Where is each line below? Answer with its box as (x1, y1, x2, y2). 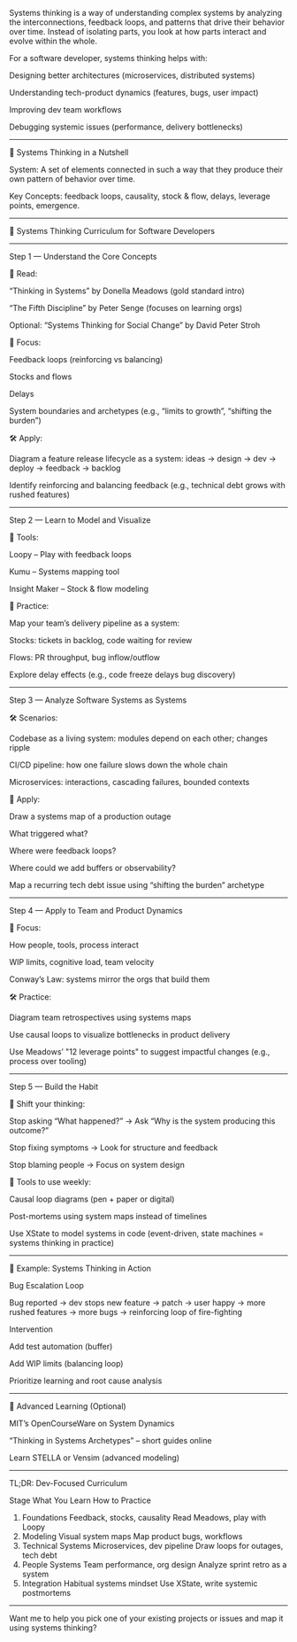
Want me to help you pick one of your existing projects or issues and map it (9, 1613, 284, 1623)
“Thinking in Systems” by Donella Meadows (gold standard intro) (9, 285, 245, 296)
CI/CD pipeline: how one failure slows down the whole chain (9, 759, 228, 770)
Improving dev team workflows (9, 105, 122, 114)
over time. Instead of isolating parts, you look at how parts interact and (9, 27, 267, 36)
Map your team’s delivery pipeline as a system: (9, 618, 179, 628)
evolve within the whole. (9, 35, 98, 46)
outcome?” (9, 1125, 49, 1135)
